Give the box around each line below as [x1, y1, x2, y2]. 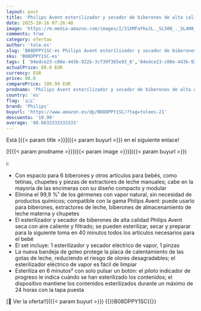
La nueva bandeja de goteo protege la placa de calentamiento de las [14, 248, 184, 255]
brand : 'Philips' [6, 103, 50, 109]
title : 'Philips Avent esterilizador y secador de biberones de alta [6, 14, 184, 20]
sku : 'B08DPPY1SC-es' [6, 53, 60, 59]
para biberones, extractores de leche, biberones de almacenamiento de [14, 204, 191, 211]
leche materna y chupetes [14, 210, 80, 217]
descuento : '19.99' [6, 114, 55, 120]
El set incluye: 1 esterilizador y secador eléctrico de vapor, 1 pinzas [14, 242, 180, 249]
